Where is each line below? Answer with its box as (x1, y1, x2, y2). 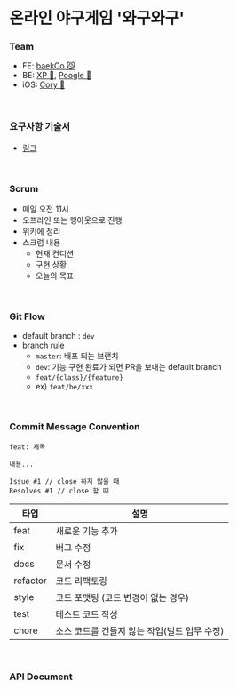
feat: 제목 (9, 442, 46, 452)
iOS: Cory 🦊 (21, 79, 65, 90)
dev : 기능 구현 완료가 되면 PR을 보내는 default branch (35, 362, 222, 373)
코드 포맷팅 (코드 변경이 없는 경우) (55, 591, 189, 604)
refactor (13, 574, 47, 587)
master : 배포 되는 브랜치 (35, 350, 119, 361)
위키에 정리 (21, 226, 61, 236)
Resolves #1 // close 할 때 (9, 486, 109, 495)
